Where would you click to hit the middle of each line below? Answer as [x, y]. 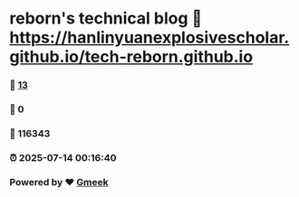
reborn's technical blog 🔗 [106, 19]
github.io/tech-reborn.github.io [131, 57]
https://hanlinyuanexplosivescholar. [149, 38]
